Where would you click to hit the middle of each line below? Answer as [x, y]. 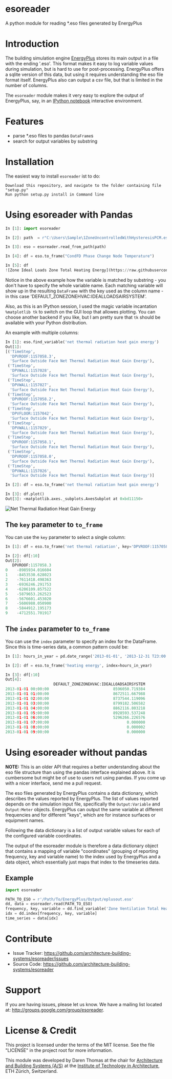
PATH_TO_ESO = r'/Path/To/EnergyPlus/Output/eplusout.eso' [70, 899]
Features [25, 122]
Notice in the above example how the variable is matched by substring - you [86, 280]
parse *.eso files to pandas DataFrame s [53, 135]
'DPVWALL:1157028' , [31, 371]
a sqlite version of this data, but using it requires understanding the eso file [84, 74]
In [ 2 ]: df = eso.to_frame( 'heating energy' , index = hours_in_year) [79, 665]
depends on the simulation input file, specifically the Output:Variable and [83, 804]
